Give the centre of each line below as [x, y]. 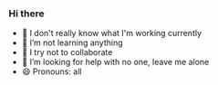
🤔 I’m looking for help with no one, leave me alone [115, 62]
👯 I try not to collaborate [67, 52]
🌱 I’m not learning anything [73, 42]
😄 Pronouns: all [52, 71]
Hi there [26, 14]
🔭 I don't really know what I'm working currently [112, 33]
